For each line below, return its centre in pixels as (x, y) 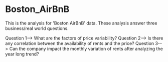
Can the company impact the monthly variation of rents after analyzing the (86, 48)
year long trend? (22, 54)
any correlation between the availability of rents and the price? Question (80, 43)
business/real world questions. (37, 28)
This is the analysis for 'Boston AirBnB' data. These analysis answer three (81, 23)
